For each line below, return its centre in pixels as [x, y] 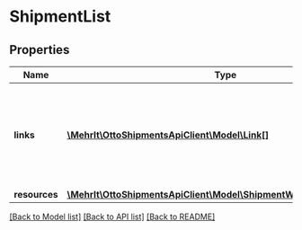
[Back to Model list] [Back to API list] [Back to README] [112, 217]
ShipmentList [60, 17]
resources [36, 195]
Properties [40, 50]
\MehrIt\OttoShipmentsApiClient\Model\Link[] [168, 135]
